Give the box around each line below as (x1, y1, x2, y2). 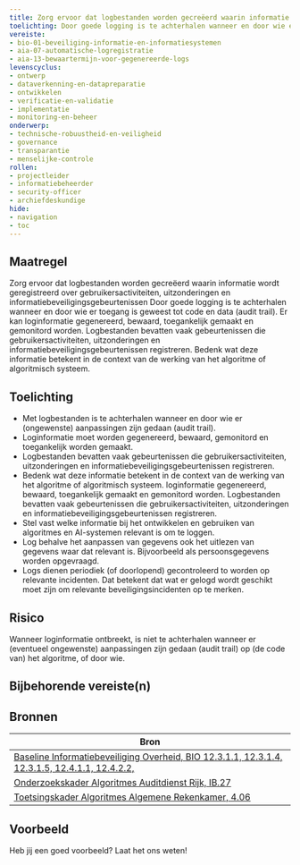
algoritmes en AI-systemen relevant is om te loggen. (21, 527, 215, 538)
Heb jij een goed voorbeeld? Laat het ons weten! (9, 844, 187, 855)
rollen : (9, 163, 38, 172)
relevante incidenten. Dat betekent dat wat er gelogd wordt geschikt (21, 574, 273, 586)
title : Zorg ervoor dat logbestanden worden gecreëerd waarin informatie (9, 13, 290, 22)
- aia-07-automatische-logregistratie (9, 47, 154, 55)
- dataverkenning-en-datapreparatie (9, 80, 146, 89)
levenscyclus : (9, 64, 62, 72)
